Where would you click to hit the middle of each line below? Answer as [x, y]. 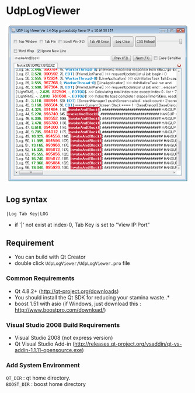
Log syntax [27, 200]
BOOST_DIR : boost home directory [46, 384]
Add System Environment [43, 365]
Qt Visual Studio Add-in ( [44, 344]
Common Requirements [40, 278]
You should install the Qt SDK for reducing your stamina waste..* [92, 297]
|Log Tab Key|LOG [27, 214]
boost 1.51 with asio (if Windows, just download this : [78, 304]
